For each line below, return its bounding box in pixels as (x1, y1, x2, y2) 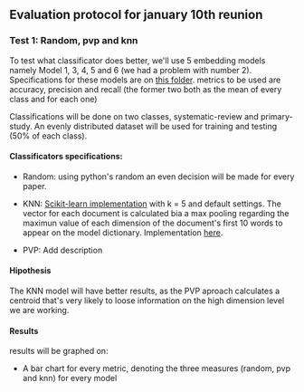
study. (9, 120, 33, 131)
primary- (261, 110, 293, 121)
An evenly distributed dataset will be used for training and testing (34, 120, 278, 131)
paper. (22, 180, 47, 191)
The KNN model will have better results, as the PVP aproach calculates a (9, 285, 280, 297)
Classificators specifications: (9, 151, 123, 162)
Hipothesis (9, 265, 52, 276)
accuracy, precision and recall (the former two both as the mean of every (9, 83, 282, 94)
